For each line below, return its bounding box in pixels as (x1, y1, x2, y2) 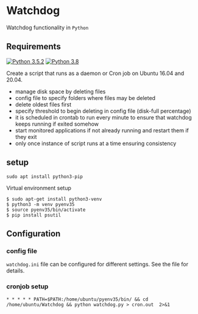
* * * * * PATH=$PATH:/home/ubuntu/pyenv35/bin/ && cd (6, 296, 149, 302)
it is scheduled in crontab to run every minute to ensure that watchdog (15, 113, 192, 121)
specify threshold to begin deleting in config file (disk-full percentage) (15, 107, 191, 115)
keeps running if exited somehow (15, 120, 99, 127)
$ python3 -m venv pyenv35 (6, 201, 75, 207)
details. (6, 267, 25, 274)
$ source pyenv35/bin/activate (6, 207, 86, 213)
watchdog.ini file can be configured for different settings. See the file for (6, 260, 189, 268)
